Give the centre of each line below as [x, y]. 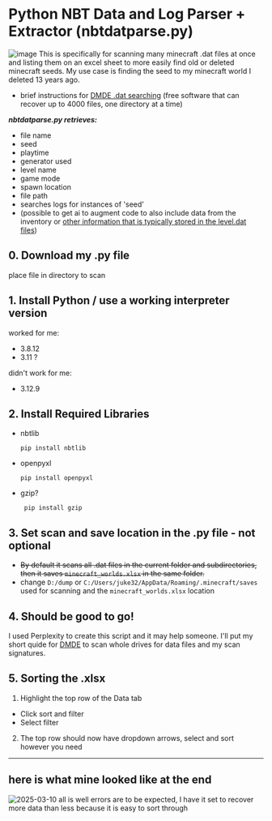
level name [38, 169]
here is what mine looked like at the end [110, 780]
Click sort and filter [52, 713]
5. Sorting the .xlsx [57, 679]
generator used [46, 161]
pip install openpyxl [56, 478]
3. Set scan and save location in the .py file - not [132, 533]
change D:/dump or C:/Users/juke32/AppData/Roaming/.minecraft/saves [139, 582]
